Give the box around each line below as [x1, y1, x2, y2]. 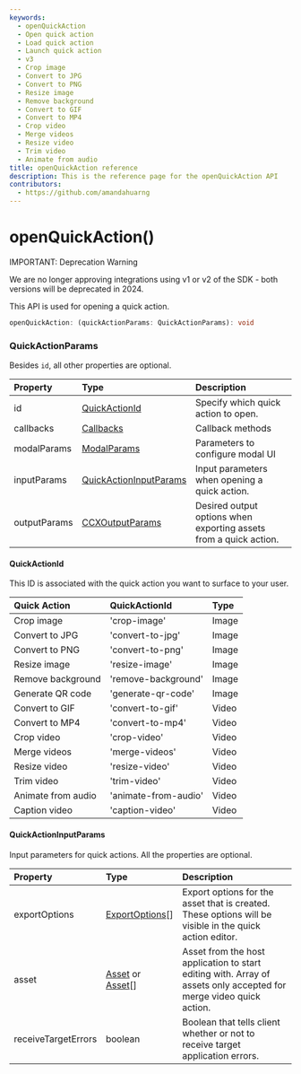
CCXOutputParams [82, 517, 162, 529]
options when [195, 511, 253, 523]
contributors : [9, 180, 63, 189]
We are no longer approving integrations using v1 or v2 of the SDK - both [9, 274, 279, 284]
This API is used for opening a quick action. [9, 301, 170, 311]
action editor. [182, 930, 238, 943]
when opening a [195, 474, 263, 486]
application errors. [182, 1049, 260, 1061]
